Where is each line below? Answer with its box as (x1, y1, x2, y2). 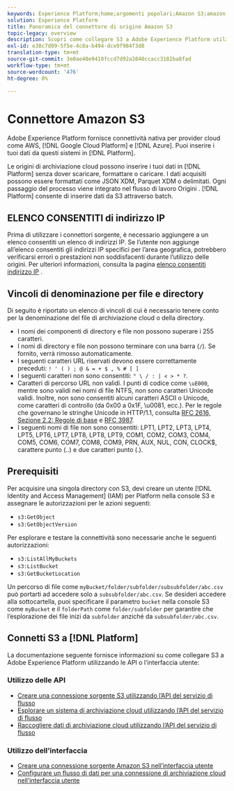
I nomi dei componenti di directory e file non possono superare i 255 (17, 327, 214, 335)
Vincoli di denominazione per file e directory (7, 288, 204, 299)
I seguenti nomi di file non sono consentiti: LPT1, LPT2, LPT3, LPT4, (17, 423, 211, 432)
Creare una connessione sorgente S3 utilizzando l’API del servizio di (17, 691, 213, 700)
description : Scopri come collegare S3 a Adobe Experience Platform (7, 36, 210, 43)
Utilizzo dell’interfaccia (7, 746, 88, 755)
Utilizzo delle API (7, 675, 66, 685)
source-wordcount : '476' (7, 68, 79, 75)
